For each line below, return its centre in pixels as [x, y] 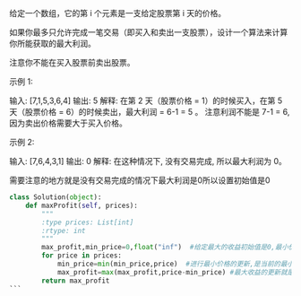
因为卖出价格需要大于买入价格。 [68, 123]
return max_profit [76, 281]
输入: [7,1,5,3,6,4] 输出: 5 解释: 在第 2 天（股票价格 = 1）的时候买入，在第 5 [146, 100]
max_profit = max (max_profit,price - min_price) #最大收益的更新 [169, 272]
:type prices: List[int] [88, 222]
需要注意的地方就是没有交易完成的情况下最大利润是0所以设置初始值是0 [140, 180]
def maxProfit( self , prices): [82, 205]
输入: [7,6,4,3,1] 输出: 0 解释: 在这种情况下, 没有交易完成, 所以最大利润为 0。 [148, 161]
